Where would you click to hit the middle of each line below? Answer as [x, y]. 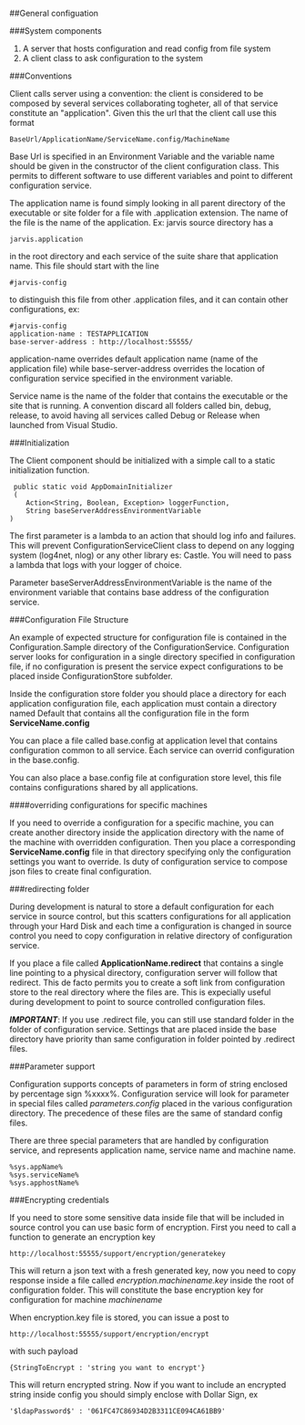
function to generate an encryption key [83, 1237]
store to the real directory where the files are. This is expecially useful [140, 992]
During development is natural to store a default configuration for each [142, 906]
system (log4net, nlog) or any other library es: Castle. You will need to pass [151, 555]
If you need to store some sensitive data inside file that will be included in [147, 1217]
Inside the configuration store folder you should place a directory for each [148, 694]
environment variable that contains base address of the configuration [139, 592]
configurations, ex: [45, 309]
